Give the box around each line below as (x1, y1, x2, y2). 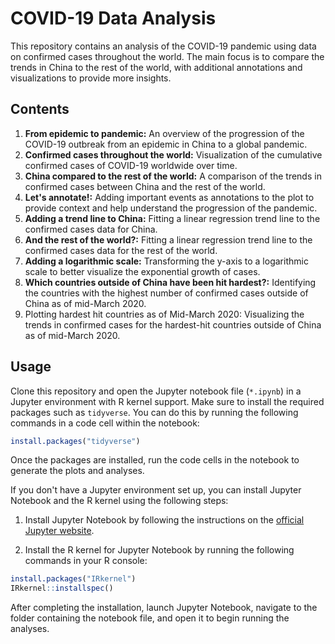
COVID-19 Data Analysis (10, 7, 217, 30)
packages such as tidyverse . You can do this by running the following (10, 406, 299, 418)
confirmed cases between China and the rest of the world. (24, 180, 266, 192)
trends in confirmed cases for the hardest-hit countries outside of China (24, 318, 322, 331)
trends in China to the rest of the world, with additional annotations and (10, 61, 303, 73)
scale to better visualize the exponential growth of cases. (24, 265, 261, 277)
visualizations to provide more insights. (10, 72, 172, 84)
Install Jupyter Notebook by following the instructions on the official (24, 514, 305, 526)
